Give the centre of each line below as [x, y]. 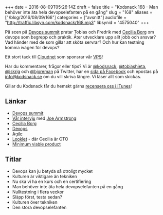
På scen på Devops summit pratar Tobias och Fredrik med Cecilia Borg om [80, 32]
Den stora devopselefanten [39, 207]
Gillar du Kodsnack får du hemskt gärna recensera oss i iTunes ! [69, 86]
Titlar [13, 159]
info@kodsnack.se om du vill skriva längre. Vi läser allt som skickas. [73, 77]
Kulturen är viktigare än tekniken [45, 176]
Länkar [16, 101]
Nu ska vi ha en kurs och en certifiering [52, 181]
